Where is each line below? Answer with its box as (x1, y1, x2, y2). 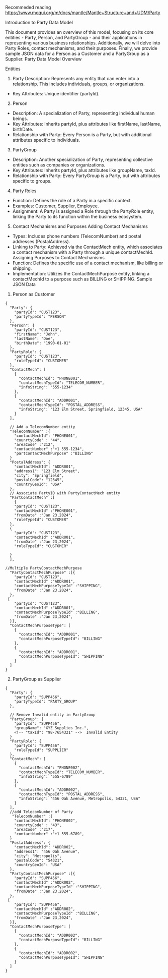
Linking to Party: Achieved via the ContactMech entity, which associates (12, 244, 162, 250)
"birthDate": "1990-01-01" (14, 340, 71, 346)
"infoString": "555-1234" (18, 385, 73, 390)
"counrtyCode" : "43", (14, 823, 62, 828)
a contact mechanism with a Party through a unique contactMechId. (12, 249, 153, 255)
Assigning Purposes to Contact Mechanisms (12, 255, 105, 260)
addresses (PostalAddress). (12, 239, 70, 244)
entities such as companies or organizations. (12, 162, 106, 168)
